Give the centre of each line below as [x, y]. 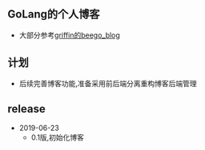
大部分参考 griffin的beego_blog [70, 35]
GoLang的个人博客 [54, 14]
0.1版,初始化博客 [58, 137]
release [26, 109]
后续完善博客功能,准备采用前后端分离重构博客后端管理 [108, 83]
